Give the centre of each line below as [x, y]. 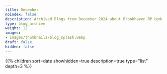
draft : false [19, 42]
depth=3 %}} [19, 66]
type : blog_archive [25, 24]
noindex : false [21, 14]
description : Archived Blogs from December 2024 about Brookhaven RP [79, 19]
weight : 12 [16, 28]
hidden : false [20, 47]
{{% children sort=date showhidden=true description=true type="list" [77, 61]
